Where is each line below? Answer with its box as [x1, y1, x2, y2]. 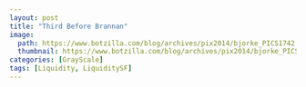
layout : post [9, 13, 59, 23]
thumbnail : [17, 47, 59, 56]
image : [9, 30, 35, 39]
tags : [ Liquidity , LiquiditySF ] [9, 64, 132, 73]
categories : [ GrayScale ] [9, 55, 104, 64]
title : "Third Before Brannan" [9, 22, 128, 31]
